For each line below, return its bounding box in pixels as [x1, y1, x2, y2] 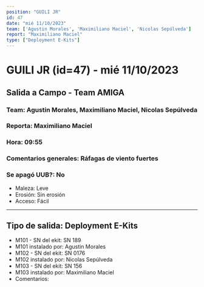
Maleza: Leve [15, 184, 49, 192]
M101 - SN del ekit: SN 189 [15, 237, 81, 244]
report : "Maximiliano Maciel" [6, 32, 83, 38]
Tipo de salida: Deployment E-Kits [6, 220, 138, 231]
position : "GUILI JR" [6, 8, 61, 15]
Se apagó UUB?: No [6, 171, 65, 179]
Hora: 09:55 [6, 138, 43, 146]
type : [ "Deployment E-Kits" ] [6, 37, 80, 43]
